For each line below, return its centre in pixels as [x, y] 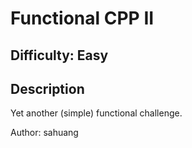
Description [47, 88]
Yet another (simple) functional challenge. [96, 113]
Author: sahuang [44, 133]
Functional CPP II [82, 18]
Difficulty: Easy [59, 55]
